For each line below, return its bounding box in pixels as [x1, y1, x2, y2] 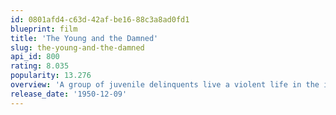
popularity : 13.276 [10, 71, 92, 81]
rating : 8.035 [10, 61, 70, 71]
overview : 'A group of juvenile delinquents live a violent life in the [10, 80, 320, 90]
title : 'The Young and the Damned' [10, 33, 159, 43]
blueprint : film [10, 24, 78, 34]
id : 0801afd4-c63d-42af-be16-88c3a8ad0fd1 [10, 14, 190, 25]
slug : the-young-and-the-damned [10, 42, 145, 53]
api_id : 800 [10, 52, 60, 62]
